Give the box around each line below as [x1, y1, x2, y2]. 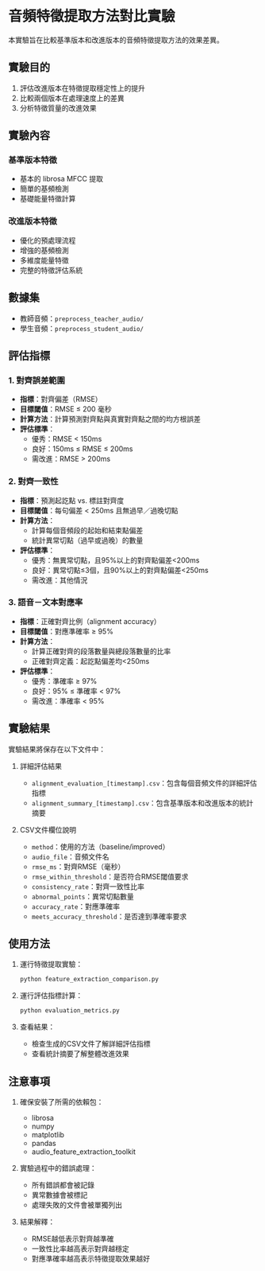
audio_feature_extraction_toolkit [31, 1147, 136, 1156]
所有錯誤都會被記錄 [31, 1180, 95, 1190]
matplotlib [31, 1130, 65, 1140]
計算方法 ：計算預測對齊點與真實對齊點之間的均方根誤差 [19, 415, 201, 424]
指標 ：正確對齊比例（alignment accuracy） [19, 616, 161, 626]
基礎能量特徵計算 [19, 194, 76, 204]
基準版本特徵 [8, 154, 58, 166]
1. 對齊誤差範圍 [8, 375, 66, 386]
